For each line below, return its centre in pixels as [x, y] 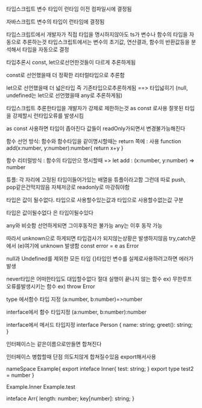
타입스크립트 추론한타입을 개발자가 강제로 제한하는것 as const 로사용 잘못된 [95, 108]
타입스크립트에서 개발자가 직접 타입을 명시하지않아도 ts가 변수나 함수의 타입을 [97, 34]
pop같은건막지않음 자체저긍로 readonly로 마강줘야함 [68, 187]
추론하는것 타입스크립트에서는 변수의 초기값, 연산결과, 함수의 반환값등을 [106, 42]
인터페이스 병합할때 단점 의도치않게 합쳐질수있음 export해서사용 [81, 357]
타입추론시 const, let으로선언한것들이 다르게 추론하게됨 [71, 62]
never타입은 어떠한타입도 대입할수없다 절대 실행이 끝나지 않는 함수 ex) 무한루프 [99, 279]
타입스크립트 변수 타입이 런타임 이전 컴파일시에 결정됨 [69, 9]
